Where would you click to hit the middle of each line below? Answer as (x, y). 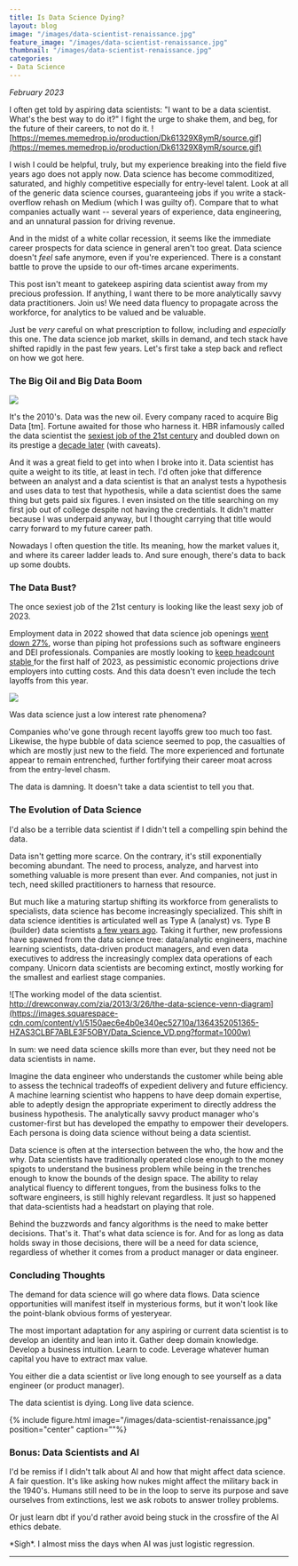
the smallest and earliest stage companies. (87, 977)
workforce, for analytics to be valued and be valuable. (108, 312)
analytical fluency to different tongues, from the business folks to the (135, 1187)
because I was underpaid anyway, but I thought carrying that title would (141, 519)
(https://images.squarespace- (64, 1013)
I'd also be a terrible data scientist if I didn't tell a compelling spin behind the (149, 829)
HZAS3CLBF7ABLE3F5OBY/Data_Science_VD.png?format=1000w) (130, 1032)
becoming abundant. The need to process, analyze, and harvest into (134, 865)
